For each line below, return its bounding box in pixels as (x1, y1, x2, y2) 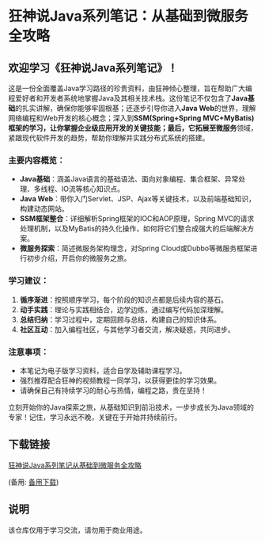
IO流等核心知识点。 (61, 184, 125, 194)
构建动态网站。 (19, 204, 69, 214)
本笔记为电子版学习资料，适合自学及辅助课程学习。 (19, 365, 187, 375)
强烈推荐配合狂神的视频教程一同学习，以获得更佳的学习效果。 (19, 376, 221, 385)
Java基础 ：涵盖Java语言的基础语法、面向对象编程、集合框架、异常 (19, 174, 239, 184)
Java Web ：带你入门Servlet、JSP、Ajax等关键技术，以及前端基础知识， (19, 194, 256, 204)
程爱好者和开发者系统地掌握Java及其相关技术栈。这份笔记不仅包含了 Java (8, 94, 248, 103)
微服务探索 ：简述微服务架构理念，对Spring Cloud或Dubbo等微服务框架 (19, 243, 251, 254)
